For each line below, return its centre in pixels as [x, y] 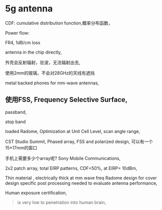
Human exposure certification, [36, 193]
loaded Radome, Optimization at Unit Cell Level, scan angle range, [73, 131]
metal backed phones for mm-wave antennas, [52, 83]
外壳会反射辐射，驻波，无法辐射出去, [43, 62]
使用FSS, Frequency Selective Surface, [66, 100]
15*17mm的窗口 [21, 147]
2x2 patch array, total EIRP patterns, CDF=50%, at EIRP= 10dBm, [71, 168]
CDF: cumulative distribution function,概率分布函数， [59, 23]
